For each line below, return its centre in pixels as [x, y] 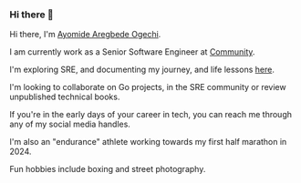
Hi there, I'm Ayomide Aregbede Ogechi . [85, 35]
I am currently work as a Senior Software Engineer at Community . [132, 52]
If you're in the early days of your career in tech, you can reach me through [151, 115]
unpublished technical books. [65, 97]
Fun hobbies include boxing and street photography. [108, 169]
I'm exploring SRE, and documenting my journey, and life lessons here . [142, 70]
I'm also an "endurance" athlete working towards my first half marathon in [148, 142]
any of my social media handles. [70, 124]
